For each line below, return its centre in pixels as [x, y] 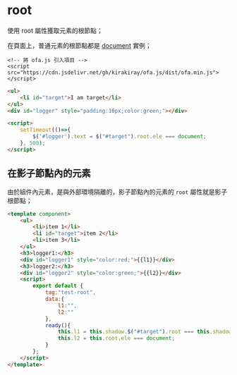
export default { [58, 286]
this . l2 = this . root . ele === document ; [116, 338]
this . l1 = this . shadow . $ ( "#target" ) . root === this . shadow [145, 332]
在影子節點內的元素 [49, 174]
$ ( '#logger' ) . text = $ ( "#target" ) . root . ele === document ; [120, 137]
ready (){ [58, 325]
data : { [55, 299]
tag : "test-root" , [71, 293]
